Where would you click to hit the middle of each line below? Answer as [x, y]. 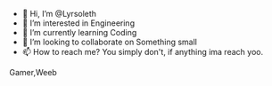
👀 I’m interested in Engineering [78, 23]
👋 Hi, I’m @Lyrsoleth [59, 14]
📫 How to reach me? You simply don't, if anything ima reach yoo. [143, 52]
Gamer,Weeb [33, 72]
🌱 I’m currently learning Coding [79, 32]
